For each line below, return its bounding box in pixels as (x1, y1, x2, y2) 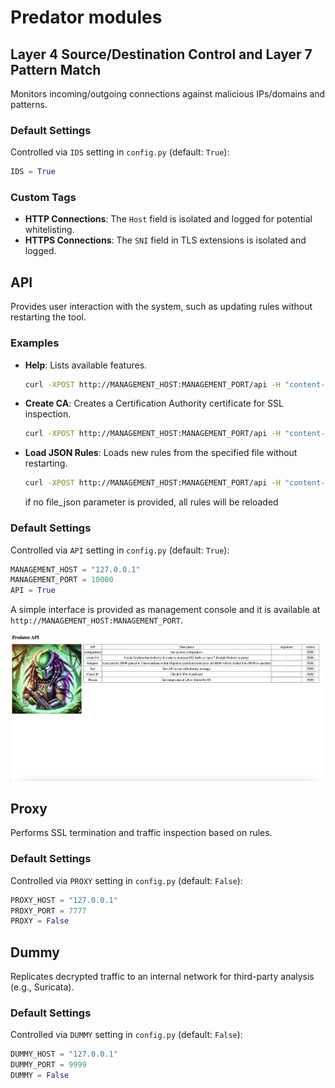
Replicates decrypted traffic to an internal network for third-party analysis (10, 971, 315, 983)
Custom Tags (10, 191, 77, 205)
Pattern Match (10, 61, 102, 78)
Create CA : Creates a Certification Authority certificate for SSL (24, 397, 284, 410)
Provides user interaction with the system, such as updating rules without (10, 301, 313, 313)
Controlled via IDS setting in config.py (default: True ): (10, 146, 230, 158)
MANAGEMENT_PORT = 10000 (10, 575, 114, 585)
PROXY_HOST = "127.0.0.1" (10, 895, 118, 905)
